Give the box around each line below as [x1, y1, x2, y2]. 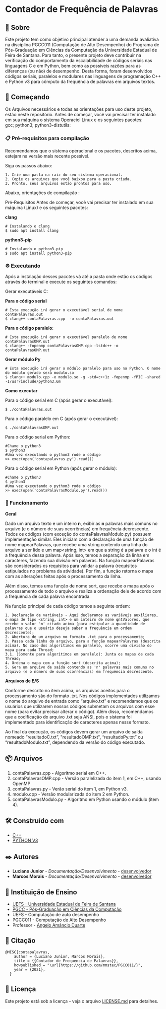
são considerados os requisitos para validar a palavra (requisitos [5, 563, 137, 569]
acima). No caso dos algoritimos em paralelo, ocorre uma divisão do [5, 643, 152, 648]
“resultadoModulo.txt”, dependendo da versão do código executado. [5, 739, 145, 745]
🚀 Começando [5, 93, 50, 101]
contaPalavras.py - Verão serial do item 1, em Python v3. [12, 786, 128, 792]
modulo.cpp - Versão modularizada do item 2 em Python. [12, 791, 130, 797]
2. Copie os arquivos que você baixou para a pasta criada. [5, 177, 132, 182]
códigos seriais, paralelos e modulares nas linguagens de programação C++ [5, 73, 161, 79]
